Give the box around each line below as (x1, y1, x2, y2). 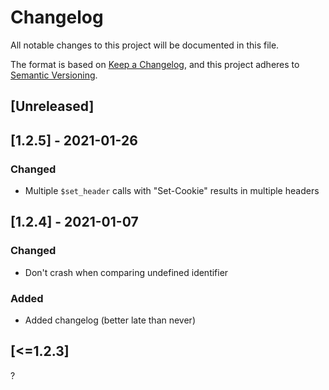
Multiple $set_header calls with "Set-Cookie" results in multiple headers (24, 185, 320, 197)
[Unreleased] (10, 98, 95, 115)
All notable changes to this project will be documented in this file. (10, 39, 280, 51)
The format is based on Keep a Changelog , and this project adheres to (10, 58, 300, 70)
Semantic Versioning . (10, 69, 98, 81)
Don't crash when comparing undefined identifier (24, 266, 229, 278)
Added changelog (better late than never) (24, 314, 196, 326)
